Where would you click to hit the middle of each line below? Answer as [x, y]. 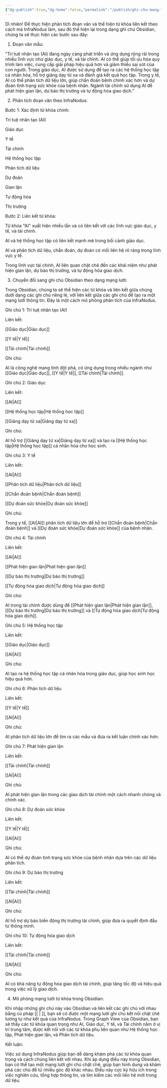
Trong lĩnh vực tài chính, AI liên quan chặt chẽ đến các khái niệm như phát [81, 265]
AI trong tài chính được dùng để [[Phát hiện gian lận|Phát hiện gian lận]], [79, 605]
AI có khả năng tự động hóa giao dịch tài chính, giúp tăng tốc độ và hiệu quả [83, 984]
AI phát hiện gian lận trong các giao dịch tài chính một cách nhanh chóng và [83, 794]
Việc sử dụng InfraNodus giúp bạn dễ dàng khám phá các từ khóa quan [78, 1054]
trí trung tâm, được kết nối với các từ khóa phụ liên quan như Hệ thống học [82, 1029]
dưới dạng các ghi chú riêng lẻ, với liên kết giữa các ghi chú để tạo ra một [80, 295]
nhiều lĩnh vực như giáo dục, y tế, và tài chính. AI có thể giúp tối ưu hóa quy [83, 59]
